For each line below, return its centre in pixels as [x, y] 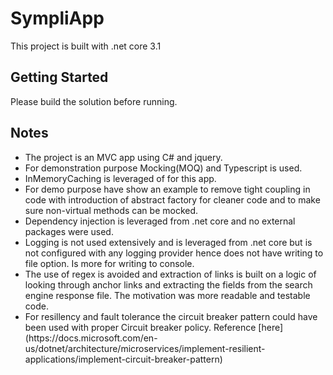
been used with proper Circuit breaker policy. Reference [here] [154, 327]
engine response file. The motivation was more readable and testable [167, 295]
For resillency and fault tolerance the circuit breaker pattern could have [171, 316]
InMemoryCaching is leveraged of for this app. [120, 178]
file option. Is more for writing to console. [109, 263]
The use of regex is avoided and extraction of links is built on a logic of [170, 274]
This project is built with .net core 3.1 [86, 46]
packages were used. [69, 231]
